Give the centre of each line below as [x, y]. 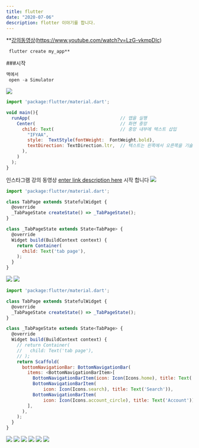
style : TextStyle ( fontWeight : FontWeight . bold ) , [91, 140]
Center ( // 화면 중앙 [82, 123]
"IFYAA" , [38, 135]
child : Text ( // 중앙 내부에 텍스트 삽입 [99, 129]
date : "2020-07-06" [30, 17]
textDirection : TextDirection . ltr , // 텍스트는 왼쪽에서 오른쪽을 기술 [110, 146]
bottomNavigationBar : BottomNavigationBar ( [76, 367]
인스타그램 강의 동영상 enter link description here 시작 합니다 [78, 180]
